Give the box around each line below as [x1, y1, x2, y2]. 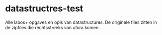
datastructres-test [5, 3, 83, 14]
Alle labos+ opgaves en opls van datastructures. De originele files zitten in [5, 19, 158, 25]
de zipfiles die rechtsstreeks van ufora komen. [5, 24, 100, 30]
